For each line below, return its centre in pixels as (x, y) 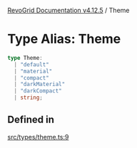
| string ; (28, 98)
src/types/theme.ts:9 (38, 137)
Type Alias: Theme (64, 39)
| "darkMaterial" (40, 85)
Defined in (31, 120)
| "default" (32, 64)
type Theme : (25, 58)
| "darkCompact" (38, 91)
